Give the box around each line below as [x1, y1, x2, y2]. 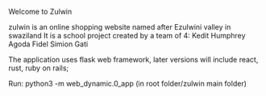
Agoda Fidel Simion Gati [8, 39, 89, 49]
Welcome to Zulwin [8, 7, 73, 16]
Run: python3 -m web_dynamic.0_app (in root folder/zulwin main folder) [8, 79, 247, 88]
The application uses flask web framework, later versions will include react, [8, 55, 259, 64]
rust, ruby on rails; [8, 63, 69, 73]
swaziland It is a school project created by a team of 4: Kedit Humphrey [8, 31, 246, 40]
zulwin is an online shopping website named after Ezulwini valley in [8, 22, 231, 31]
